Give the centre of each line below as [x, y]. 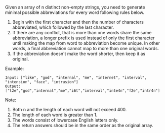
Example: [15, 68]
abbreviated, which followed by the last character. [63, 27]
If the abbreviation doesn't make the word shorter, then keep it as [79, 54]
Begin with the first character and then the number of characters [78, 22]
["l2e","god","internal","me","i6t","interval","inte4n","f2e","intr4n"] [83, 91]
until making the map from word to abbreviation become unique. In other [86, 43]
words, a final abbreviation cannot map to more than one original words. [85, 48]
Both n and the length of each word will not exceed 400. [69, 109]
